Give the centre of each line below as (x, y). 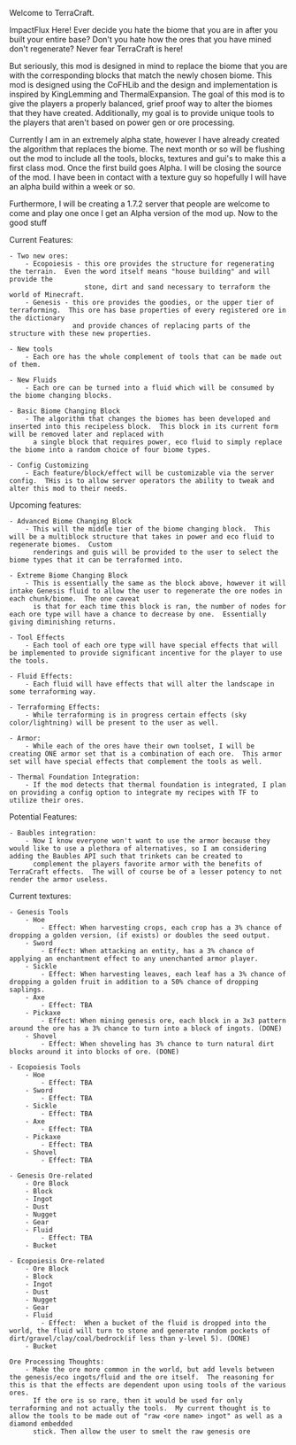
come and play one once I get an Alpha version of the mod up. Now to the (144, 213)
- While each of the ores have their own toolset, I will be (140, 746)
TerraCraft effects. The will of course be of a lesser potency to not (146, 872)
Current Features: (41, 240)
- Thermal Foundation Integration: (75, 777)
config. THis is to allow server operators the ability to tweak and (142, 481)
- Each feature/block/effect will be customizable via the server (150, 473)
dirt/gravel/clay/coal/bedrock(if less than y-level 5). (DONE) (130, 1339)
